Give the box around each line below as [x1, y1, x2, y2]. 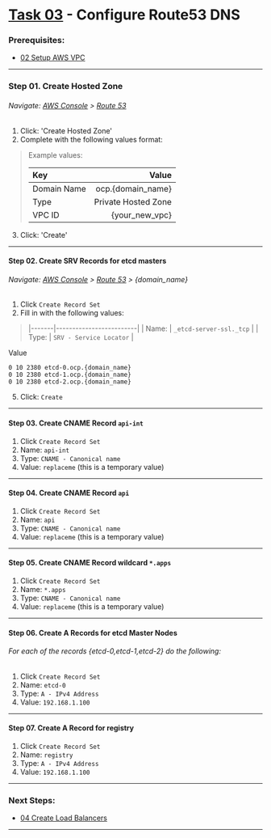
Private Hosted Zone [94, 196, 172, 207]
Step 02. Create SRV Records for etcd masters [8, 256, 167, 266]
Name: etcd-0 [19, 679, 66, 689]
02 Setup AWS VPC [19, 53, 86, 62]
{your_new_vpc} [111, 209, 172, 220]
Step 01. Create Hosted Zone [8, 81, 123, 92]
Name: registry [19, 750, 73, 760]
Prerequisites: [8, 35, 65, 46]
